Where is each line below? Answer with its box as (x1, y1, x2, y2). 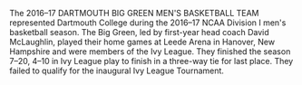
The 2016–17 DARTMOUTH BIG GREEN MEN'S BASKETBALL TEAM (9, 8, 260, 18)
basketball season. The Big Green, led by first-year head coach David (9, 27, 269, 37)
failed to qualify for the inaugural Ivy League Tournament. (9, 65, 225, 76)
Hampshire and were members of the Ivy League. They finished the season (9, 46, 291, 57)
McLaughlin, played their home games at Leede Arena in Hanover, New (9, 36, 275, 47)
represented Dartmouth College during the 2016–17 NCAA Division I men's (9, 17, 287, 28)
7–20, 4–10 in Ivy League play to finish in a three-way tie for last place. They (9, 56, 294, 66)
